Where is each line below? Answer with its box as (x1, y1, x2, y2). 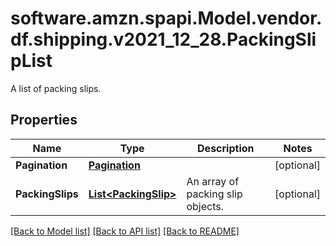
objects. (186, 199, 224, 213)
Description (197, 141, 255, 155)
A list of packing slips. (10, 82, 102, 94)
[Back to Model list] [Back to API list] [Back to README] (10, 225, 240, 237)
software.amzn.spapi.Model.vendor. (10, 7, 323, 30)
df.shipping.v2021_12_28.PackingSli (10, 28, 317, 51)
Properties (10, 112, 78, 129)
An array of (186, 174, 240, 188)
